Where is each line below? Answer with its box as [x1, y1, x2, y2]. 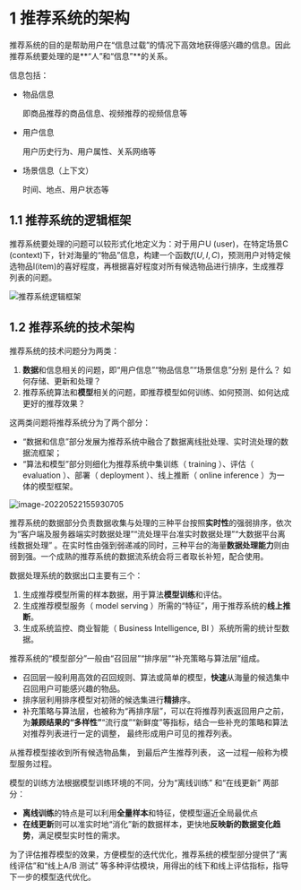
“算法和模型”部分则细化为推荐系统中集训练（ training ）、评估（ [21, 458, 254, 469]
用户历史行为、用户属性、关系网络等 [21, 145, 157, 157]
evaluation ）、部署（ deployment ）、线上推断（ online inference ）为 [21, 470, 278, 480]
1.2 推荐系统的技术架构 [9, 320, 135, 335]
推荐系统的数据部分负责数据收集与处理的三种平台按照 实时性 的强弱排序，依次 [9, 517, 292, 528]
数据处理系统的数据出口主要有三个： [9, 570, 143, 581]
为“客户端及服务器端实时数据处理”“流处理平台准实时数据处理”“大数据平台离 [9, 528, 286, 539]
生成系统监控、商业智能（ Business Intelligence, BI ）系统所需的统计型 [21, 622, 282, 633]
